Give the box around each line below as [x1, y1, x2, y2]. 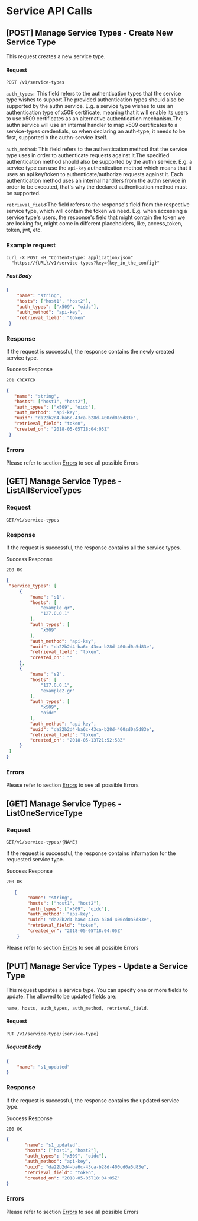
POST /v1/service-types [6, 80, 65, 85]
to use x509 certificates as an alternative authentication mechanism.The [6, 115, 182, 122]
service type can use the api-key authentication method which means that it [6, 164, 192, 171]
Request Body [6, 1043, 41, 1051]
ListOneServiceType [6, 808, 83, 818]
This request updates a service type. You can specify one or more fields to [6, 986, 188, 993]
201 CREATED [6, 377, 35, 383]
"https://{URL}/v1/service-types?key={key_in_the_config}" [11, 260, 160, 266]
